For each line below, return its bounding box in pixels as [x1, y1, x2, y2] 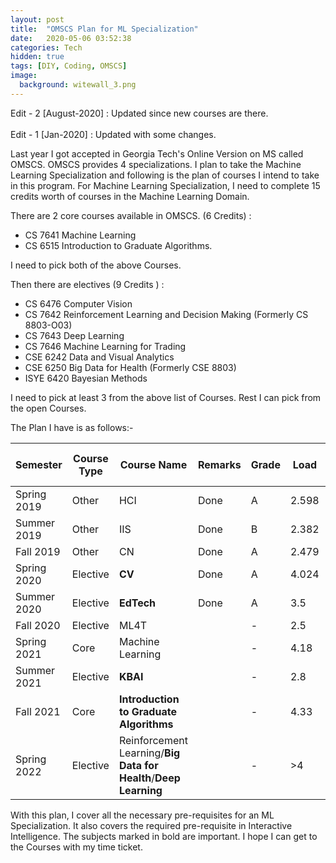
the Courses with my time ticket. [10, 841, 143, 853]
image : [10, 71, 38, 81]
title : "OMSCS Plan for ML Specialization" [10, 24, 199, 34]
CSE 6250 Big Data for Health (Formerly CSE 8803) [24, 361, 237, 373]
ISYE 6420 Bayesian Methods [24, 372, 148, 384]
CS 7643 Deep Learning [24, 329, 125, 341]
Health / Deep [118, 771, 181, 785]
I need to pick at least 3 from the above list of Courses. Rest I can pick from [10, 391, 322, 403]
